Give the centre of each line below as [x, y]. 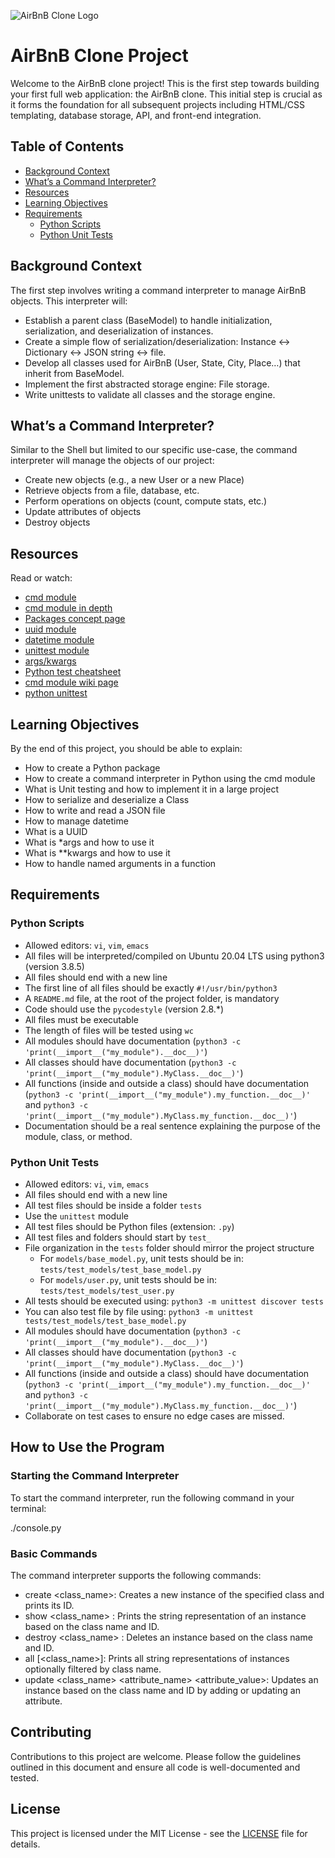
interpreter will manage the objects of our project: [112, 461]
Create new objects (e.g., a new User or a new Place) [134, 480]
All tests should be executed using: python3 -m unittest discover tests [174, 1301]
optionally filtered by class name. [93, 1669]
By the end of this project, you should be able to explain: [126, 748]
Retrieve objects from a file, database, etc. [112, 491]
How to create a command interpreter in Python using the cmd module [170, 778]
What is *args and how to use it [89, 842]
